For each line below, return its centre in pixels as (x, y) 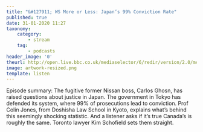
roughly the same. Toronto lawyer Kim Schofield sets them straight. (90, 123)
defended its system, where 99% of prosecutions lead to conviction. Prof (97, 104)
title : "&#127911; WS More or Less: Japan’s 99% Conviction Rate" (92, 12)
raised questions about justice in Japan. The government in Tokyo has (94, 97)
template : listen (28, 74)
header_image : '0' (29, 57)
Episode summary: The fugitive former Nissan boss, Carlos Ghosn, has (95, 90)
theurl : (16, 62)
